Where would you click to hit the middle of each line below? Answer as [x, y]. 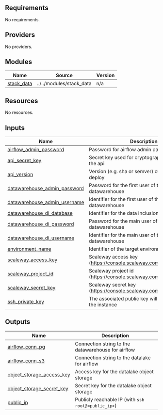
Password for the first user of [122, 185]
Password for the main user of [123, 221]
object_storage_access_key [39, 374]
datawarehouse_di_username [41, 238]
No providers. [19, 47]
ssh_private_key [26, 302]
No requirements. [23, 19]
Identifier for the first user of [121, 199]
